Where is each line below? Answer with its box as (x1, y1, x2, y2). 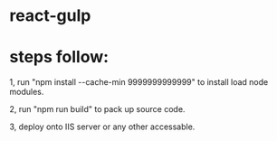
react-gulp (9, 5, 91, 26)
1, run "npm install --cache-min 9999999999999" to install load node (9, 77, 269, 88)
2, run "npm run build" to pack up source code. (9, 104, 186, 115)
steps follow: (9, 47, 110, 68)
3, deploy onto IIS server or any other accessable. (9, 121, 196, 132)
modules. (9, 87, 44, 98)
